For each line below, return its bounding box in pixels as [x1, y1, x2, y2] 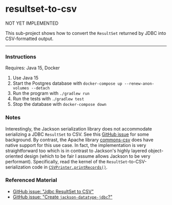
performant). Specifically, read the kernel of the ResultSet [5, 158, 128, 164]
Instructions [5, 53, 37, 60]
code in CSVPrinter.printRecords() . [32, 164, 107, 170]
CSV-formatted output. [5, 35, 54, 42]
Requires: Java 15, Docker [5, 65, 60, 71]
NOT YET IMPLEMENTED [5, 20, 59, 26]
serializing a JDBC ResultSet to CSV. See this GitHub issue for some [5, 131, 149, 137]
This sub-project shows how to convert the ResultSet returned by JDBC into [5, 30, 166, 36]
